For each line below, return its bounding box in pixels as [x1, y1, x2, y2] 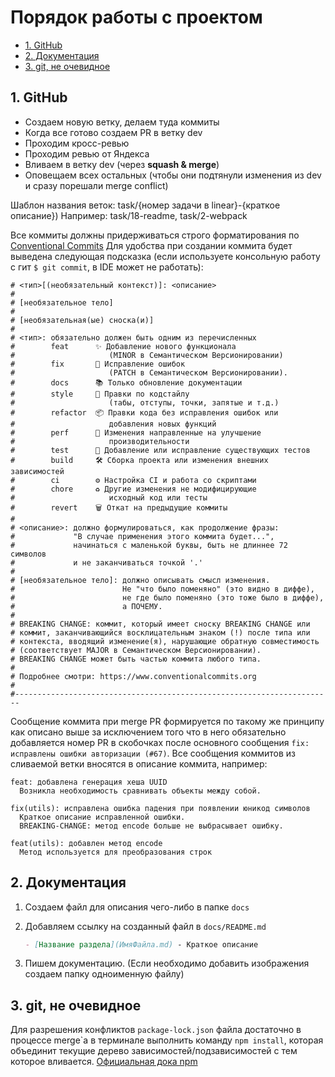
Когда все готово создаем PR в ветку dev [24, 126, 203, 138]
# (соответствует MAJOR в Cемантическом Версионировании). [10, 645, 262, 655]
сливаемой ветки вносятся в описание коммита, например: [10, 757, 268, 770]
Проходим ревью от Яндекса [24, 147, 150, 160]
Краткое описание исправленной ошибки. [19, 812, 186, 822]
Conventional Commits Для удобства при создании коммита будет [10, 239, 293, 251]
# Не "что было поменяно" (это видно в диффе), [10, 584, 315, 594]
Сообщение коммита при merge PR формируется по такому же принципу [10, 715, 325, 727]
